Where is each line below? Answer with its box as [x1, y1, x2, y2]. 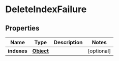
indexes [8, 47, 28, 54]
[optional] [87, 47, 111, 54]
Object [32, 47, 49, 54]
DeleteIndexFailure [5, 4, 87, 15]
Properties [5, 24, 40, 33]
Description [53, 39, 83, 46]
